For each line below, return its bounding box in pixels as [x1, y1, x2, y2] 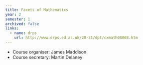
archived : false [5, 21, 39, 26]
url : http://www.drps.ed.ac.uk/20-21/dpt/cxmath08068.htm [14, 35, 138, 40]
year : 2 [5, 12, 22, 17]
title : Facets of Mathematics [5, 7, 69, 12]
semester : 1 [5, 16, 30, 21]
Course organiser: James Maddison [12, 48, 87, 55]
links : [5, 26, 19, 31]
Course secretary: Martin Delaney [12, 54, 83, 60]
